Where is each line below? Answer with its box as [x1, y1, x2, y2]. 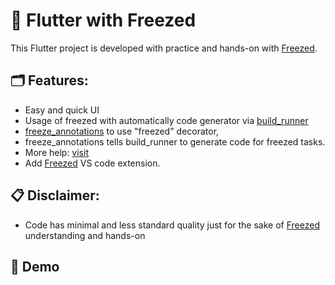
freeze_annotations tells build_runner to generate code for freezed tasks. [24, 135, 326, 148]
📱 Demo [10, 258, 60, 275]
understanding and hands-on [24, 229, 146, 241]
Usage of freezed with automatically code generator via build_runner [24, 114, 309, 126]
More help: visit [24, 146, 89, 158]
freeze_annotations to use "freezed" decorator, [24, 125, 220, 137]
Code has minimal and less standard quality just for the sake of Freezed [24, 219, 320, 231]
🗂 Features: [10, 72, 89, 89]
